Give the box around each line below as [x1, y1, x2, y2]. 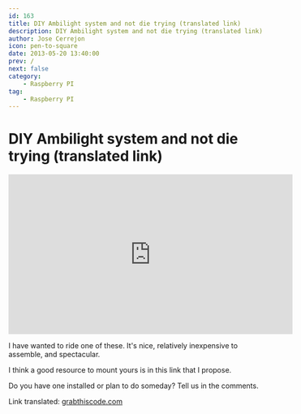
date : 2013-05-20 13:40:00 [8, 50, 100, 58]
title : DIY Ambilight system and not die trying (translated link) [8, 19, 242, 28]
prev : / [8, 58, 35, 66]
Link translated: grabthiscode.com [8, 397, 123, 407]
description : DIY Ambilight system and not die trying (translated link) [8, 27, 264, 35]
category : [8, 72, 42, 80]
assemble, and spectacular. [8, 350, 101, 360]
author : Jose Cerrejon [8, 34, 85, 43]
